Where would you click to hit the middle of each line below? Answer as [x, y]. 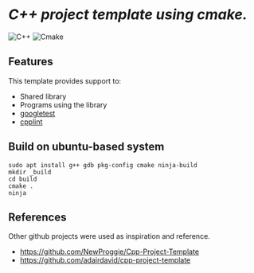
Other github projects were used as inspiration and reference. [109, 236]
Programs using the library [63, 104]
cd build [23, 179]
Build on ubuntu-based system [86, 147]
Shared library [43, 96]
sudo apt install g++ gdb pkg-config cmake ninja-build [103, 165]
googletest [37, 113]
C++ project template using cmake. [128, 15]
